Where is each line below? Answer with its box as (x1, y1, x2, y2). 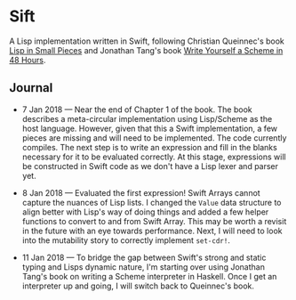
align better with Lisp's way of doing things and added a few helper (21, 207, 269, 217)
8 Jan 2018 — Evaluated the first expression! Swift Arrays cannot (21, 187, 260, 198)
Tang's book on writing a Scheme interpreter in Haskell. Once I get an (21, 271, 277, 281)
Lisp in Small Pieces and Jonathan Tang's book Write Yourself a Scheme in (9, 45, 284, 55)
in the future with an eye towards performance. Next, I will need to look (21, 225, 283, 236)
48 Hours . (9, 54, 46, 65)
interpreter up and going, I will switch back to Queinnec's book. (21, 280, 255, 291)
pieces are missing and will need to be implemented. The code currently (21, 132, 287, 143)
